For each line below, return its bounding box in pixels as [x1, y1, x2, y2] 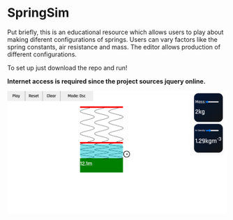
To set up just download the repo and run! [7, 63, 128, 72]
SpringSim [7, 5, 70, 21]
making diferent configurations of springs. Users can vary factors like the [7, 35, 218, 43]
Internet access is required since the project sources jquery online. [7, 77, 206, 85]
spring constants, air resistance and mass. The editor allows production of [7, 42, 221, 51]
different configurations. [7, 50, 77, 58]
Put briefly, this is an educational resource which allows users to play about [7, 28, 224, 36]
